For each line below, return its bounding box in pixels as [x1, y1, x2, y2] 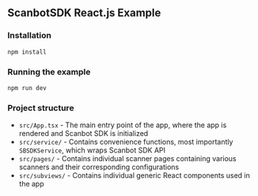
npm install [7, 47, 47, 56]
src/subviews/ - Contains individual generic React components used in [18, 171, 251, 180]
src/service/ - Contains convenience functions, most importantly [18, 138, 233, 147]
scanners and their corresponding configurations [18, 162, 180, 172]
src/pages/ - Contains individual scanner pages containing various [18, 154, 237, 164]
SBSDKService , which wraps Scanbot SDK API [18, 145, 166, 155]
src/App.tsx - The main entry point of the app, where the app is [18, 120, 227, 130]
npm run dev [7, 84, 47, 92]
